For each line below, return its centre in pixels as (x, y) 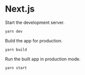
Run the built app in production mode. (43, 59)
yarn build (16, 50)
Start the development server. (35, 22)
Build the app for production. (34, 40)
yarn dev (14, 31)
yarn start (16, 68)
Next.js (20, 9)
